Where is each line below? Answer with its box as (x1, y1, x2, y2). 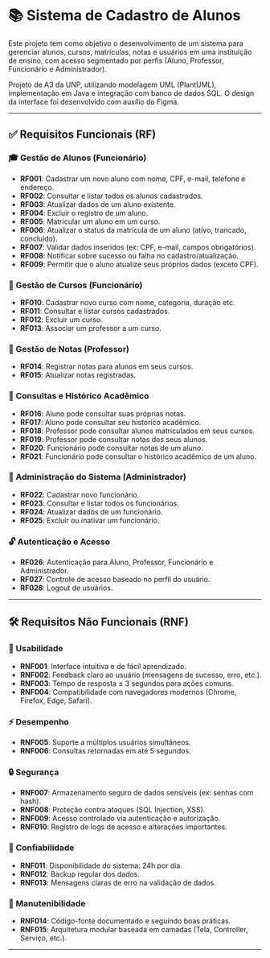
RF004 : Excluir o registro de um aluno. (19, 208, 149, 217)
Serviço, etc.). (19, 933, 67, 943)
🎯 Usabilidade (8, 643, 63, 654)
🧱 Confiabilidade (8, 842, 75, 853)
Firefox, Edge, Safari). (19, 696, 92, 705)
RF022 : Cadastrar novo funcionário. (19, 489, 140, 499)
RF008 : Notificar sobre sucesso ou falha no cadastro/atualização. (19, 250, 239, 260)
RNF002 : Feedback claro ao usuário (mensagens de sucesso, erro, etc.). (19, 670, 262, 679)
